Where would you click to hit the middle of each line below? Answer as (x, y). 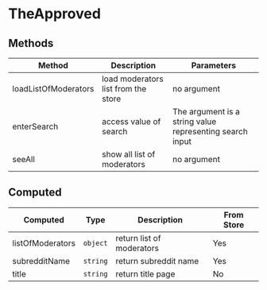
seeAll (24, 159)
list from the (124, 89)
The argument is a (206, 112)
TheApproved (55, 14)
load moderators (133, 79)
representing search (210, 131)
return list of (138, 238)
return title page (145, 273)
